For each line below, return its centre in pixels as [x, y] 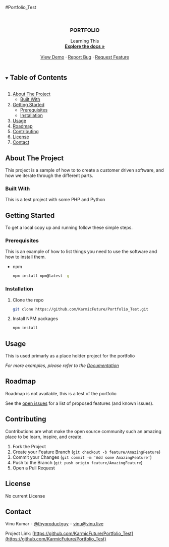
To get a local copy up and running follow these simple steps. [69, 228]
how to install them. [26, 257]
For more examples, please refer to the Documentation [62, 366]
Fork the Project [29, 446]
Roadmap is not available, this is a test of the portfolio [61, 393]
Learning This [85, 41]
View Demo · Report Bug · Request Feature [85, 57]
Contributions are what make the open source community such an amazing [83, 431]
